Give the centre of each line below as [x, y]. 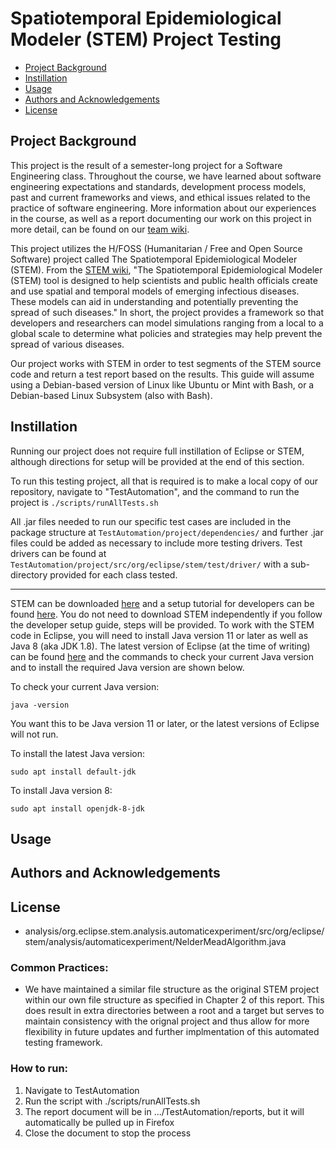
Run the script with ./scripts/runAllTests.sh [112, 1101]
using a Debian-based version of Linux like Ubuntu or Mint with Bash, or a [162, 384]
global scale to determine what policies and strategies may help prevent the [166, 333]
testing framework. [63, 1043]
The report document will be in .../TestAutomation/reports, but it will [164, 1111]
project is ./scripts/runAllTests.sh [84, 502]
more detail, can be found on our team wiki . [100, 229]
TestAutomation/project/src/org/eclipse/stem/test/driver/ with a [149, 564]
